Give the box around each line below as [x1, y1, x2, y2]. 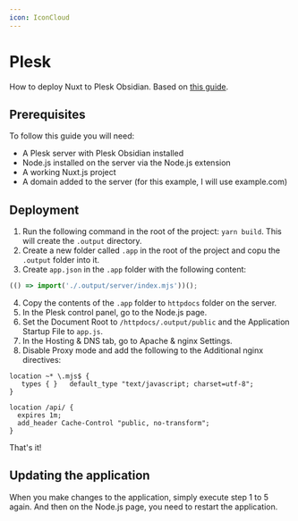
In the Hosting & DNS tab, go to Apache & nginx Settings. [21, 336, 233, 347]
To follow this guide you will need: [9, 130, 135, 141]
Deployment [9, 202, 80, 217]
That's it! [9, 442, 42, 453]
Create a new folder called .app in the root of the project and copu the [21, 245, 280, 256]
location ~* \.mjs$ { [9, 372, 90, 381]
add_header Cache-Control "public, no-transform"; [17, 419, 210, 428]
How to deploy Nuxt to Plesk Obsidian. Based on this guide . [9, 81, 229, 92]
